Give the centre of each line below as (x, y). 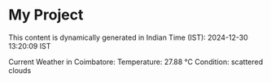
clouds (20, 70)
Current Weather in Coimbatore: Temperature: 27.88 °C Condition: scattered (136, 62)
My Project (46, 15)
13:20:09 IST (30, 45)
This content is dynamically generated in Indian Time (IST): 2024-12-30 (128, 37)
